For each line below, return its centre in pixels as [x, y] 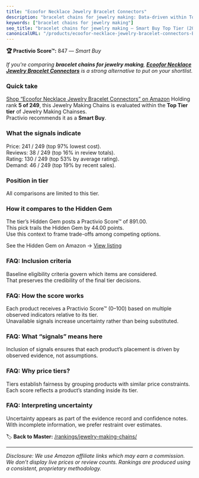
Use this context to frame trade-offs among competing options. [84, 234]
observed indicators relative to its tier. [52, 315]
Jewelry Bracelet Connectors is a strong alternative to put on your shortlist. [99, 71]
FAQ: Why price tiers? [38, 371]
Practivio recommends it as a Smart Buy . [56, 118]
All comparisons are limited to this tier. [53, 194]
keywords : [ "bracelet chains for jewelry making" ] [70, 23]
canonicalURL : [24, 34]
